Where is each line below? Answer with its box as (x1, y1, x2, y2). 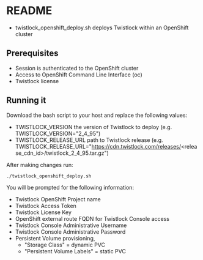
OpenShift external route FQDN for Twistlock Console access (15, 215, 170, 222)
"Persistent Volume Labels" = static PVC (24, 247, 127, 254)
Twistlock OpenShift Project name (15, 195, 101, 202)
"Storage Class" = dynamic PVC (24, 241, 106, 248)
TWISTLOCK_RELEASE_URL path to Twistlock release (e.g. (15, 136, 163, 144)
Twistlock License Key (15, 209, 72, 216)
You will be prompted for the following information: (6, 184, 135, 191)
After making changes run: (6, 161, 73, 168)
